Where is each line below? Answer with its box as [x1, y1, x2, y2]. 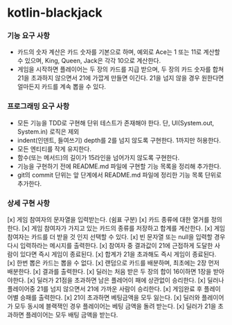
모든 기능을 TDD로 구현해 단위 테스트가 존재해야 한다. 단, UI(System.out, [17, 118, 215, 127]
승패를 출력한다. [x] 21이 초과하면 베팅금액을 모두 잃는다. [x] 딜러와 [19, 293, 201, 302]
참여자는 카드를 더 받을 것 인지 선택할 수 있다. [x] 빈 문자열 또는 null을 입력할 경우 [7, 233, 226, 241]
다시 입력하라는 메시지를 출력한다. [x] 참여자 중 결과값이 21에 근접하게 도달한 [7, 241, 213, 250]
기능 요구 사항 [7, 31, 51, 41]
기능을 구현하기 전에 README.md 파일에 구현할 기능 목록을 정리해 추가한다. [17, 161, 222, 170]
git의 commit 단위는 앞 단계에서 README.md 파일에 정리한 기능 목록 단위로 [17, 170, 222, 179]
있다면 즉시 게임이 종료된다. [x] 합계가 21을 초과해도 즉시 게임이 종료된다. [19, 250, 217, 258]
